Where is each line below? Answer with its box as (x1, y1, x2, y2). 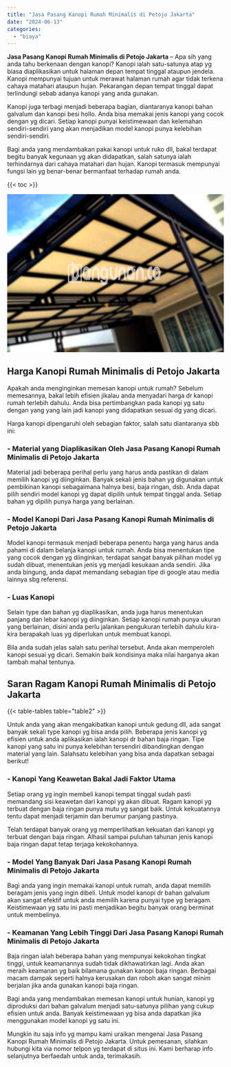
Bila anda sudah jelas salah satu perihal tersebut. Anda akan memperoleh (7, 643, 214, 652)
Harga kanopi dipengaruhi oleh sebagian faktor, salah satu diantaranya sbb (7, 419, 220, 427)
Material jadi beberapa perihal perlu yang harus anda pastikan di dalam (7, 468, 208, 476)
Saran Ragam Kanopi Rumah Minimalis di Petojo (7, 678, 217, 690)
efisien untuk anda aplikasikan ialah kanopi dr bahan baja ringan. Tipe (7, 735, 205, 743)
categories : (7, 25, 41, 32)
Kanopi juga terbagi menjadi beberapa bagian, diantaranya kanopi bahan (7, 103, 213, 111)
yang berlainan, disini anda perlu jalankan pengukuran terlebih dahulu (7, 623, 205, 631)
